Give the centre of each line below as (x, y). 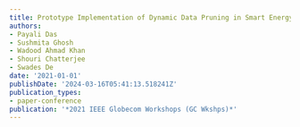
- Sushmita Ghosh (42, 42)
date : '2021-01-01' (46, 76)
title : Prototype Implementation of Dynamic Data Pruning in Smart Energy (151, 17)
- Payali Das (33, 34)
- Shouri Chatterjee (48, 59)
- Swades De (31, 68)
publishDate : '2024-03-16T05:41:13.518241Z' (93, 84)
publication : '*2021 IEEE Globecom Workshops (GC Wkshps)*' (124, 109)
